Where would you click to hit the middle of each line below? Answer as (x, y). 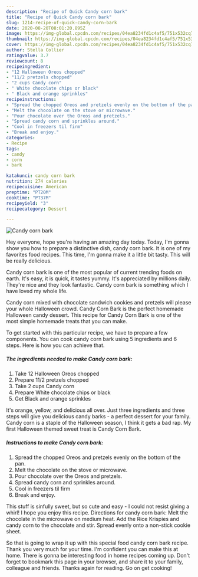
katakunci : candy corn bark (41, 176)
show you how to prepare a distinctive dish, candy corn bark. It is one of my (98, 248)
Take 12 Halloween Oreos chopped (57, 374)
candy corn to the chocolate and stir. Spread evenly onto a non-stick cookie (98, 525)
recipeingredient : (29, 66)
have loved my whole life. (37, 291)
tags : (13, 149)
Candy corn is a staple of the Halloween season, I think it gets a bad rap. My (99, 423)
